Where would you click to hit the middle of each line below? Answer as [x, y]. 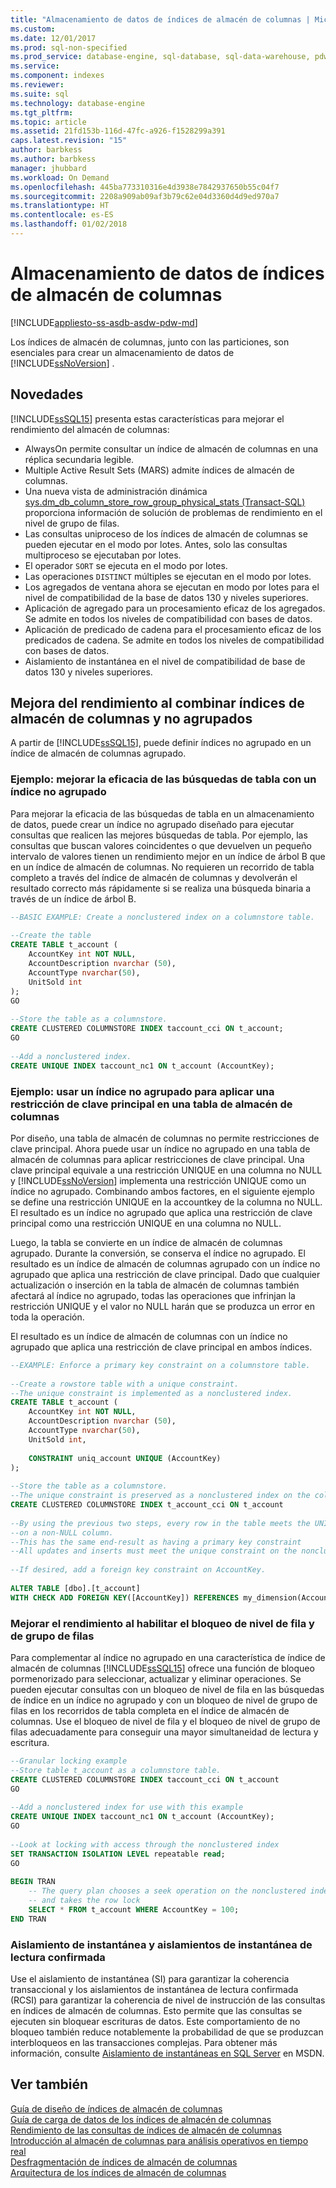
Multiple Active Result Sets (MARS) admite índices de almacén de [159, 470]
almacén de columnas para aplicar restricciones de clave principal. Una [157, 1159]
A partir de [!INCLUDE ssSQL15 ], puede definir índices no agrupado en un [161, 743]
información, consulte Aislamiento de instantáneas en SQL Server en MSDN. [167, 2053]
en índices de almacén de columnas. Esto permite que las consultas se [156, 2010]
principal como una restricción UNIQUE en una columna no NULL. [146, 1223]
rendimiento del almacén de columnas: [90, 429]
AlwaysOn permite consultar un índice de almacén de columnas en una [171, 448]
